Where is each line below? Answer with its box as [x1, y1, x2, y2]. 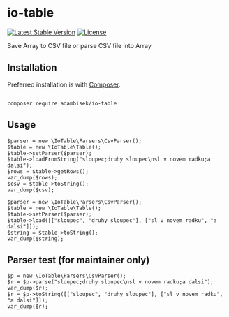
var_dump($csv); [7, 186, 54, 193]
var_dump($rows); [7, 174, 58, 181]
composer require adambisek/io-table [7, 100, 117, 107]
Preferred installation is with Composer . [7, 80, 121, 89]
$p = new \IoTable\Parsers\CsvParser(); [7, 272, 127, 280]
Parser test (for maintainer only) [7, 253, 150, 266]
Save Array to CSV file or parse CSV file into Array [7, 41, 152, 50]
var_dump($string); [7, 235, 64, 242]
